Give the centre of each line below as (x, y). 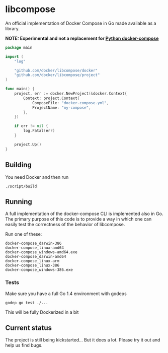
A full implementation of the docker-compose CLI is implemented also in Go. (84, 214)
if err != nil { (31, 126)
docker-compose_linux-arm (32, 261)
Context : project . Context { (52, 98)
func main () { (20, 89)
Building (18, 165)
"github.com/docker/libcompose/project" (57, 75)
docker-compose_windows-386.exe (39, 270)
